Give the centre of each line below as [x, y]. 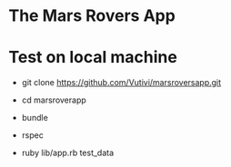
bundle [35, 118]
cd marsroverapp [54, 100]
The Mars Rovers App [92, 16]
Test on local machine [93, 58]
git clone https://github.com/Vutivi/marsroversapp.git [121, 83]
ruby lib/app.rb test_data [68, 153]
